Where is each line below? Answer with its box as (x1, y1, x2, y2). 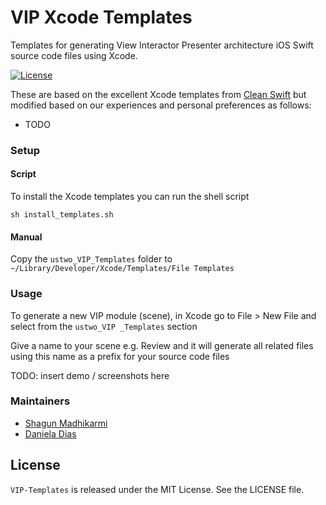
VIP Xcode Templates (10, 6, 193, 29)
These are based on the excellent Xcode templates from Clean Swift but (10, 88, 307, 100)
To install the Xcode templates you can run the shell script (10, 191, 250, 203)
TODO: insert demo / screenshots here (10, 369, 170, 381)
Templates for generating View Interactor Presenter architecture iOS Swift (10, 39, 314, 51)
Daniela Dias (24, 427, 77, 440)
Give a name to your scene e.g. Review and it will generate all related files (10, 339, 314, 351)
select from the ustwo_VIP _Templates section (10, 320, 198, 332)
